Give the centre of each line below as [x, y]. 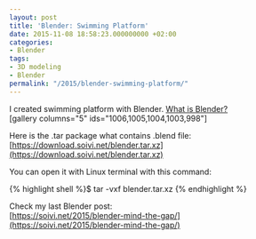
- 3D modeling [36, 68]
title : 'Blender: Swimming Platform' [79, 26]
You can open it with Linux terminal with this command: [110, 171]
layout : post [33, 17]
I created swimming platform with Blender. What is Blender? [119, 108]
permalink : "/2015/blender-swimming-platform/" [99, 84]
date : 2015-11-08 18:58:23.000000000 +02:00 [93, 34]
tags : [19, 59]
